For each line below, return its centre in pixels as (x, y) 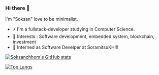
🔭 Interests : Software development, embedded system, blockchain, (84, 36)
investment (24, 42)
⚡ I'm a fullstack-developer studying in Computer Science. (74, 29)
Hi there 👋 (18, 8)
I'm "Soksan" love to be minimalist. (42, 19)
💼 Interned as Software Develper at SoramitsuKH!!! (66, 47)
